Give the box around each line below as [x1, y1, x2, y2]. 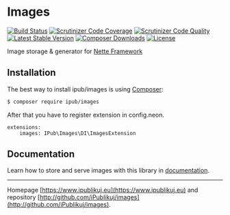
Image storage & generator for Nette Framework [7, 47, 143, 55]
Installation [7, 67, 56, 78]
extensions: [7, 124, 41, 130]
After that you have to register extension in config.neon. [7, 111, 165, 119]
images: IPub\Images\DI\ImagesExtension [19, 130, 136, 137]
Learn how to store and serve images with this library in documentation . [7, 167, 210, 175]
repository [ [7, 193, 40, 201]
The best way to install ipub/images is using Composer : [7, 85, 164, 93]
